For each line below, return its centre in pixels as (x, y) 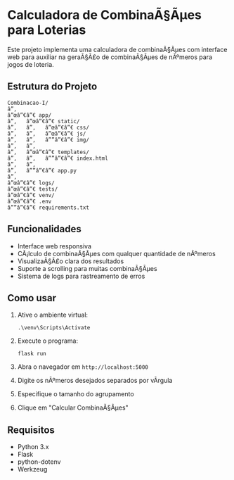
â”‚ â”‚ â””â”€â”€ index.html (58, 158)
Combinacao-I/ (28, 103)
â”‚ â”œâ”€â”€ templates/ (48, 152)
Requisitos (31, 430)
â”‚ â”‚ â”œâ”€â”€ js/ (47, 134)
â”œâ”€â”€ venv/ (31, 195)
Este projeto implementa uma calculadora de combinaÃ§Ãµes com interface (117, 49)
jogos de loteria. (31, 64)
